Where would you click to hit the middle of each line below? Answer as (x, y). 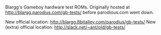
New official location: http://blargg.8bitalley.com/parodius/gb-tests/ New (80, 22)
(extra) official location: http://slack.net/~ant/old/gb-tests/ (65, 27)
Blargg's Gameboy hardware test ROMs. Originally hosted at (67, 7)
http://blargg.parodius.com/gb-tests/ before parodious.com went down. (80, 12)
